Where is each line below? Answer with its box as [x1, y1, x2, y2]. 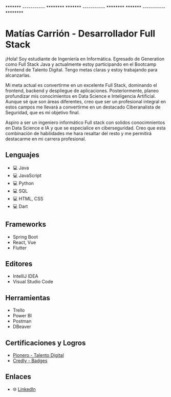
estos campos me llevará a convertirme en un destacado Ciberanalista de [5, 104, 161, 110]
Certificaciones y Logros [5, 338, 86, 347]
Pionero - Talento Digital [12, 352, 64, 358]
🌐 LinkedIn [12, 386, 36, 392]
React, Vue [12, 239, 36, 245]
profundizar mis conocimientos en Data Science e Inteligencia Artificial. [5, 93, 156, 99]
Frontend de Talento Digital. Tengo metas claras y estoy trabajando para [5, 66, 158, 73]
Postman [12, 318, 32, 324]
